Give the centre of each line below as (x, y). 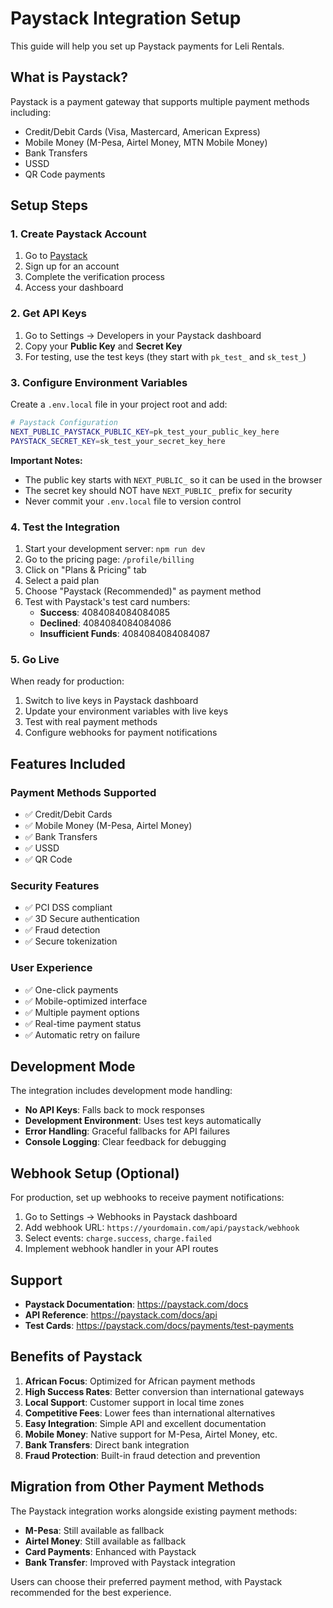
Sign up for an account (72, 266)
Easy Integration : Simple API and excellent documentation (145, 1423)
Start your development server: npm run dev (115, 548)
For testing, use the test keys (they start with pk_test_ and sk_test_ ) (165, 356)
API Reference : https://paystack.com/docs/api (121, 1314)
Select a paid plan (62, 580)
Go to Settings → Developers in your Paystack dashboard (143, 335)
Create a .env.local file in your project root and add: (119, 404)
